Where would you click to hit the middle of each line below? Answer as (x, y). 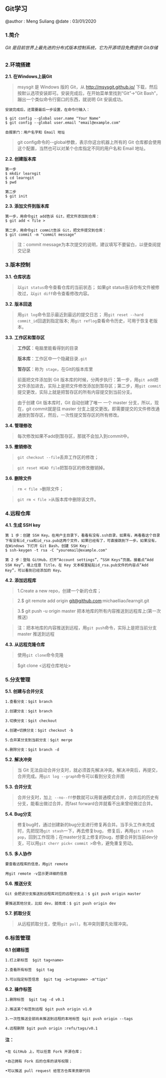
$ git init (16, 196)
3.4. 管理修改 (19, 425)
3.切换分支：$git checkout (31, 721)
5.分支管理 (18, 680)
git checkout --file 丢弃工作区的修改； (58, 457)
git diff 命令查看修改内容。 (63, 293)
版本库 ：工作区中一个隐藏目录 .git (52, 358)
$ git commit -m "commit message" (41, 235)
